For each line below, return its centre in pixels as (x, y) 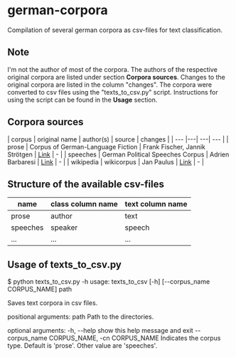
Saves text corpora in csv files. (53, 303)
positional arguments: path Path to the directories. (81, 317)
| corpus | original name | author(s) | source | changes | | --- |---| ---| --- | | (118, 139)
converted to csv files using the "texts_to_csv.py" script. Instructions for (113, 92)
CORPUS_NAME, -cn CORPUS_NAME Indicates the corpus (135, 338)
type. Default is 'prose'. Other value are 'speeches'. (82, 346)
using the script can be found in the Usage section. (82, 100)
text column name (156, 204)
